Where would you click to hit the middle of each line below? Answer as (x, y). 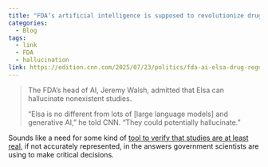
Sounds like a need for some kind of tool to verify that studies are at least (128, 138)
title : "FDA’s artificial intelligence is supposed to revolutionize (126, 16)
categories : (28, 23)
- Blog (26, 30)
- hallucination (42, 60)
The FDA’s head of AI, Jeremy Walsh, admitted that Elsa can (126, 90)
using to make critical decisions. (61, 154)
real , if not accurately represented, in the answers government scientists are (134, 146)
